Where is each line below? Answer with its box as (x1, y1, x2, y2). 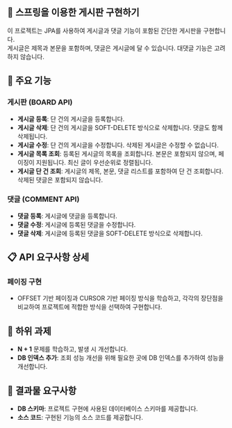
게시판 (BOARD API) (7, 97, 73, 107)
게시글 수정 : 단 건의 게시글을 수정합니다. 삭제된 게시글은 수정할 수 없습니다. (17, 141, 219, 149)
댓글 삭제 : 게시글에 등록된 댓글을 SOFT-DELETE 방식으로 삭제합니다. (17, 229, 203, 237)
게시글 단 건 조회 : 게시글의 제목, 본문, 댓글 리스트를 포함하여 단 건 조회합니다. (17, 166, 224, 175)
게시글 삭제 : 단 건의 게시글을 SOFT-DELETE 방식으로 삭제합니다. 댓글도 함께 (17, 123, 224, 132)
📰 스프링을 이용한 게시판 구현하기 (7, 6, 140, 19)
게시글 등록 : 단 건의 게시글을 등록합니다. (17, 114, 125, 123)
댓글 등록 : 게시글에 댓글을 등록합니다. (17, 212, 118, 220)
